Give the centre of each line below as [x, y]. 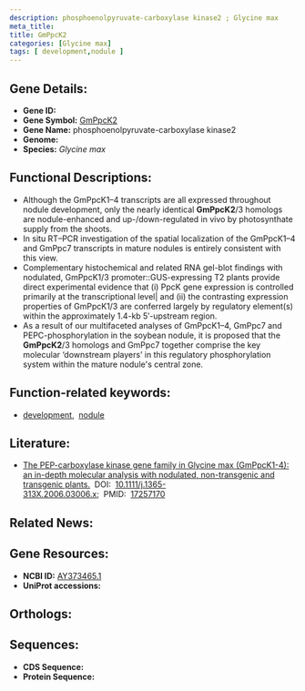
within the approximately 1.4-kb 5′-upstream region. [120, 316]
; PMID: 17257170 [131, 494]
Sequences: [44, 645]
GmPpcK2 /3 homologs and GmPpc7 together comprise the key [142, 345]
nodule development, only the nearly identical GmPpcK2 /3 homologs [152, 209]
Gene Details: [49, 89]
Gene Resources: [59, 554]
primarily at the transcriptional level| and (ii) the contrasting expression [155, 296]
